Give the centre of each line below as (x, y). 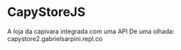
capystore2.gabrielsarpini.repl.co (55, 38)
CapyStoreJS (46, 12)
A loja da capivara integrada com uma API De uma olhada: (91, 31)
